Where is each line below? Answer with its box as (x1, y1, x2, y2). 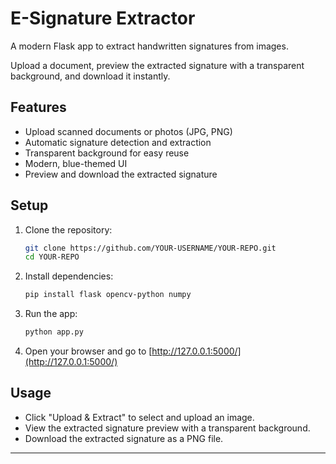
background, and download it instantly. (10, 70, 171, 82)
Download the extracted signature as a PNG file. (24, 432, 224, 444)
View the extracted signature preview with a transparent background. (24, 422, 311, 434)
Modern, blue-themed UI (24, 157, 128, 169)
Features (10, 99, 67, 116)
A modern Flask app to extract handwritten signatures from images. (10, 40, 289, 52)
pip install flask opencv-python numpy (24, 290, 192, 300)
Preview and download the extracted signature (24, 168, 218, 180)
